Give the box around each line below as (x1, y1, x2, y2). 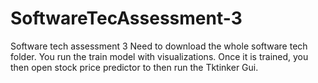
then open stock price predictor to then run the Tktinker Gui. (10, 61, 259, 73)
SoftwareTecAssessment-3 (10, 7, 243, 30)
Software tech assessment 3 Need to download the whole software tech (10, 40, 308, 52)
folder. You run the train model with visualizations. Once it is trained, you (10, 50, 309, 62)
